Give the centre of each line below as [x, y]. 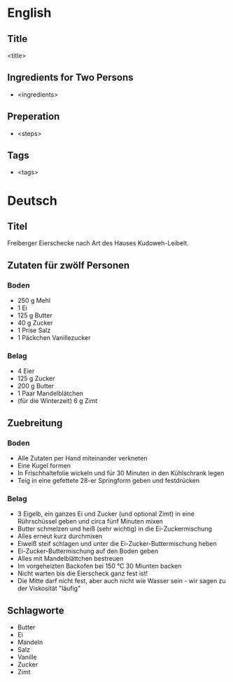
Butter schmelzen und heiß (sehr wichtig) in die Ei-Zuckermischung [114, 529]
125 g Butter [35, 315]
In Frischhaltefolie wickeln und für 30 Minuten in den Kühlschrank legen [121, 473]
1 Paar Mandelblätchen [50, 393]
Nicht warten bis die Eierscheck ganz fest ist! [83, 573]
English [29, 13]
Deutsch [32, 200]
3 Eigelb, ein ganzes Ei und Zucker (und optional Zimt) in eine [106, 514]
